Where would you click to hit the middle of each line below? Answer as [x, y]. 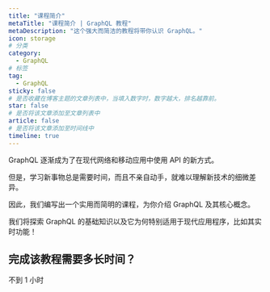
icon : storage [32, 38]
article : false [34, 121]
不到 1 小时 [26, 280]
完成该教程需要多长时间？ [72, 259]
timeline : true [34, 136]
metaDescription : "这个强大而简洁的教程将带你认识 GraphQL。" [105, 31]
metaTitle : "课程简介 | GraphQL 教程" [70, 23]
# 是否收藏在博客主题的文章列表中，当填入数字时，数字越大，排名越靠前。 [114, 98]
